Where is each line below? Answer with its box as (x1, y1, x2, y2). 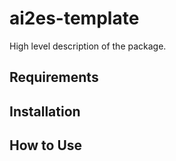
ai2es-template (9, 7, 140, 30)
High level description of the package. (9, 40, 167, 52)
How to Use (9, 137, 83, 154)
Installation (9, 103, 81, 120)
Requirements (9, 69, 99, 86)
